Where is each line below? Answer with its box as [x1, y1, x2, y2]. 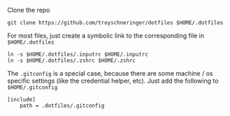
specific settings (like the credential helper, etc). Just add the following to [7, 76, 219, 85]
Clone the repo [7, 6, 50, 14]
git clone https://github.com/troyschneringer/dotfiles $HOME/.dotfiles [7, 19, 224, 26]
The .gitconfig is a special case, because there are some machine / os [7, 69, 213, 77]
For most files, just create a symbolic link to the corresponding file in [7, 31, 205, 40]
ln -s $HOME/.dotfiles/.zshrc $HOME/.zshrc [7, 57, 136, 64]
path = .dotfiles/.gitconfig [20, 102, 105, 109]
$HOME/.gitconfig [7, 84, 58, 91]
